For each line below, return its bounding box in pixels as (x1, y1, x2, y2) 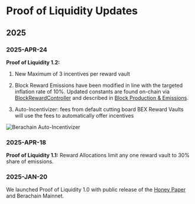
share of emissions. (6, 158, 54, 165)
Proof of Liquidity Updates (6, 4, 138, 18)
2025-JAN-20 (6, 173, 48, 181)
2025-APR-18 (6, 138, 46, 146)
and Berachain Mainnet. (6, 192, 64, 199)
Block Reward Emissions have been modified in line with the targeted (14, 82, 183, 89)
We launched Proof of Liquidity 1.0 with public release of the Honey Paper (6, 186, 186, 193)
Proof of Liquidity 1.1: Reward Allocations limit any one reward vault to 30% (6, 152, 190, 159)
